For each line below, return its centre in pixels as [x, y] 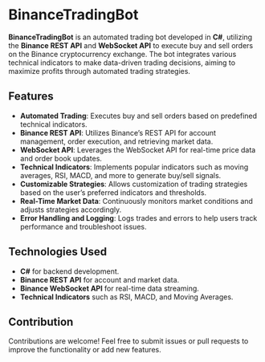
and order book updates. [61, 158]
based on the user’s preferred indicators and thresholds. [113, 192]
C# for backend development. [69, 271]
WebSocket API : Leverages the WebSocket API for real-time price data [138, 149]
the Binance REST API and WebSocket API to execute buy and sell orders [131, 45]
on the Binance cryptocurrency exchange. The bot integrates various [122, 54]
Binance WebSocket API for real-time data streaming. [109, 288]
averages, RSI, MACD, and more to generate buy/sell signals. [120, 175]
